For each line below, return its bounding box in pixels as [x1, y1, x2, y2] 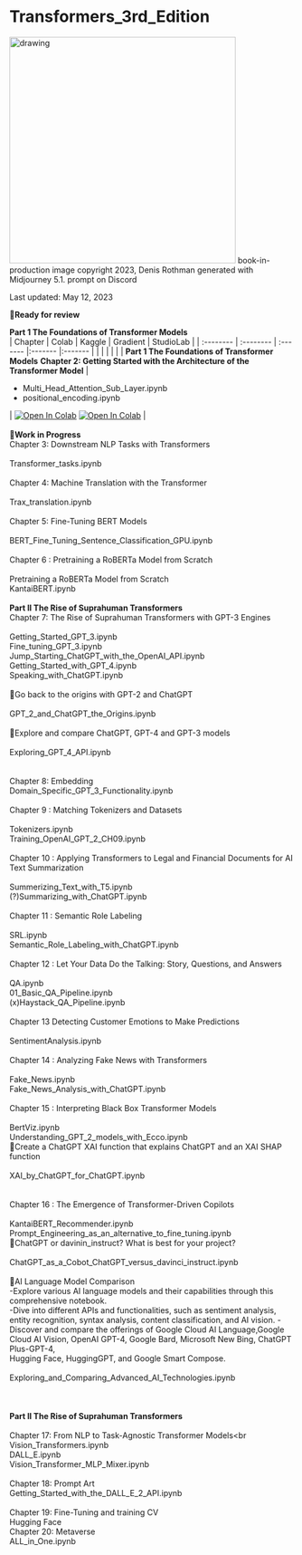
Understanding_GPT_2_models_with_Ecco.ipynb [9, 1131, 188, 1142]
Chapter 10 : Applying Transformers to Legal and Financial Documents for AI [9, 852, 294, 863]
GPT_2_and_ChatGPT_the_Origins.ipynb [9, 708, 156, 719]
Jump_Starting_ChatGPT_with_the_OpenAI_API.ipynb [9, 650, 205, 661]
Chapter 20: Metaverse [9, 1526, 96, 1537]
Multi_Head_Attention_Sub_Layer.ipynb [22, 382, 168, 393]
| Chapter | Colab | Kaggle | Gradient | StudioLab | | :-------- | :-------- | [9, 336, 278, 347]
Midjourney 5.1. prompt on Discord [9, 274, 137, 284]
